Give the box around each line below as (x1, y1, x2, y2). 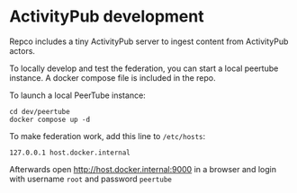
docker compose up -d (9, 115, 91, 124)
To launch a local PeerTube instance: (9, 90, 146, 101)
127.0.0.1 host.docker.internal (9, 148, 130, 157)
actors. (9, 45, 36, 56)
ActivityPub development (9, 6, 204, 27)
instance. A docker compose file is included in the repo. (9, 72, 216, 83)
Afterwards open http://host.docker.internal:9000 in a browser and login (9, 163, 277, 174)
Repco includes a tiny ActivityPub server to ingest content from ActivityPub (9, 36, 289, 47)
